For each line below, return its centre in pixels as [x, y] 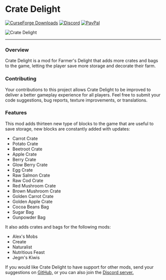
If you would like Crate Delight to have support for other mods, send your [80, 267]
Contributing [21, 79]
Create [19, 241]
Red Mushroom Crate [34, 186]
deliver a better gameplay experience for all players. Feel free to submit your [83, 94]
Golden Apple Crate [32, 201]
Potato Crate [25, 143]
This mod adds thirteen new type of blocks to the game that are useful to [80, 123]
